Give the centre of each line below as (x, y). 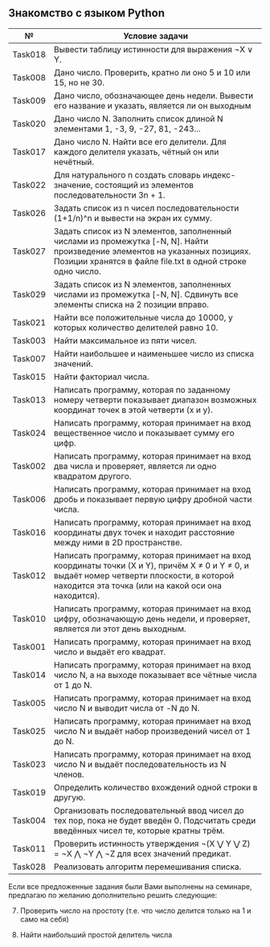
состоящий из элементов (145, 185)
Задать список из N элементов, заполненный (142, 231)
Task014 (29, 675)
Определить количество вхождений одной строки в (155, 787)
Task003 (29, 341)
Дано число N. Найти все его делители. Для (140, 141)
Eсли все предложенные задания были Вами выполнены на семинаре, (130, 886)
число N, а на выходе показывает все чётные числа (155, 675)
